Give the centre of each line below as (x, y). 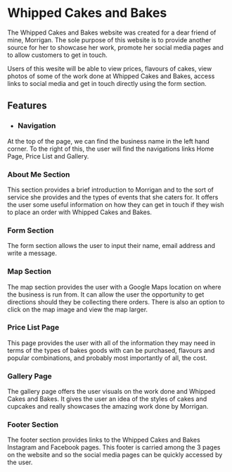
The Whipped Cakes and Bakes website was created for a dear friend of (112, 32)
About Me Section (39, 174)
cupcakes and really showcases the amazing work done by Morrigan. (108, 406)
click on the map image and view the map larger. (78, 309)
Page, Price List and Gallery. (48, 156)
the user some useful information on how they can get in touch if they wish (116, 204)
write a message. (32, 253)
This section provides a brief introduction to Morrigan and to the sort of (111, 190)
